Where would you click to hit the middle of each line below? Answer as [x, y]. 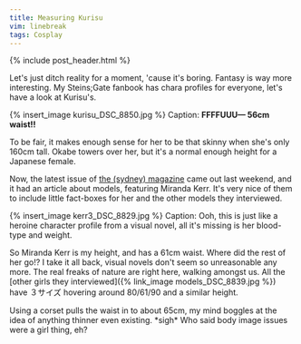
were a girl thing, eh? [49, 330]
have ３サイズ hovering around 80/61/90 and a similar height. [124, 292]
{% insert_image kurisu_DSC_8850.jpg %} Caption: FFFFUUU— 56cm [140, 115]
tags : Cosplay [36, 34]
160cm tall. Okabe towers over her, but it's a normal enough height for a [143, 152]
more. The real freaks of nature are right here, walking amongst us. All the [147, 272]
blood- [269, 226]
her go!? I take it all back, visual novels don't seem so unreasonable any [144, 262]
